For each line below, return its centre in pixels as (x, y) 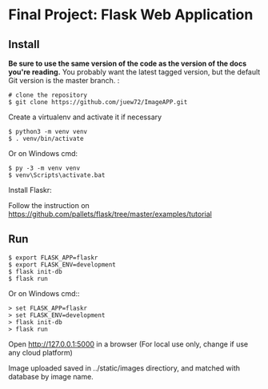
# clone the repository (48, 95)
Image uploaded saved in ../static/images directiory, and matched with (124, 368)
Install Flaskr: (30, 190)
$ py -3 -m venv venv (44, 168)
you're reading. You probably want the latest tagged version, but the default (134, 72)
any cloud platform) (41, 352)
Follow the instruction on (49, 205)
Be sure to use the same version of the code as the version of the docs (128, 63)
